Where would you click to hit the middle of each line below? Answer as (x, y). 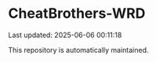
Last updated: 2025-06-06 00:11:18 (65, 35)
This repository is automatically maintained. (78, 50)
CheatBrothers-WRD (77, 14)
